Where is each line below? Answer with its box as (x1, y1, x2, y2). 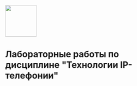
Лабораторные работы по (5, 49, 119, 60)
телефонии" (5, 70, 58, 81)
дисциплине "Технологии (5, 59, 118, 71)
